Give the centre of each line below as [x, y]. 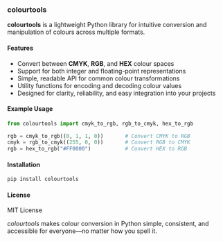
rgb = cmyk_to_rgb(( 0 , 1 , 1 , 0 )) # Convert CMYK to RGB [99, 136]
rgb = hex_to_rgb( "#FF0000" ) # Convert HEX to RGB [97, 149]
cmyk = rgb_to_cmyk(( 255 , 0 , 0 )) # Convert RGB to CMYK [99, 142]
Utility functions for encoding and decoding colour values [99, 85]
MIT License [25, 210]
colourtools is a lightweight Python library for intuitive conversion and [107, 25]
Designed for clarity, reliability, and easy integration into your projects [116, 93]
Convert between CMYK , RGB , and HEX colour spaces [96, 63]
